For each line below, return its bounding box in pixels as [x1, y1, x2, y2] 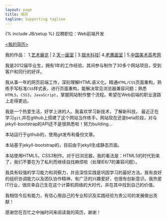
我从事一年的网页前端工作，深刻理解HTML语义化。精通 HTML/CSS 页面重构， [5, 79, 158, 85]
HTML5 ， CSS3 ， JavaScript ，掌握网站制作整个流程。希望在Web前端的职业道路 [5, 92, 162, 98]
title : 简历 [5, 12, 28, 17]
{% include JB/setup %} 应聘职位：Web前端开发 [5, 31, 104, 37]
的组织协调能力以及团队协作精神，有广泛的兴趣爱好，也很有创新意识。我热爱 [5, 176, 162, 182]
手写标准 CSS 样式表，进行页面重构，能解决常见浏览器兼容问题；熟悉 [9, 86, 147, 92]
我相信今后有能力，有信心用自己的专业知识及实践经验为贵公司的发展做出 [5, 193, 153, 199]
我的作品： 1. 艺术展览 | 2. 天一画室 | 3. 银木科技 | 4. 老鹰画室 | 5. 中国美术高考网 [5, 52, 162, 58]
